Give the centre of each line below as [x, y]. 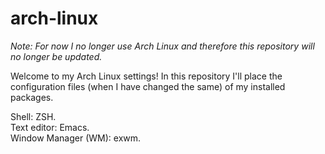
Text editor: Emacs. [50, 127]
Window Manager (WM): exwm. [76, 138]
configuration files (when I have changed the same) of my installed [148, 86]
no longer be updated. [56, 56]
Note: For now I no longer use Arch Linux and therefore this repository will [162, 46]
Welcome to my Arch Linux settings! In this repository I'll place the [146, 76]
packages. [32, 97]
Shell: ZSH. [33, 116]
